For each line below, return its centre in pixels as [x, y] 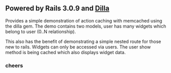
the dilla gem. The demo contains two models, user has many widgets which [86, 26]
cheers [14, 65]
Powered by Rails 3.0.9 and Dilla [57, 8]
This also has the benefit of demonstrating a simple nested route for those [83, 41]
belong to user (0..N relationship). [41, 31]
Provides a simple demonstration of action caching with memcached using [84, 20]
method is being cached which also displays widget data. [66, 52]
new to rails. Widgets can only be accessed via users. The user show [78, 47]
